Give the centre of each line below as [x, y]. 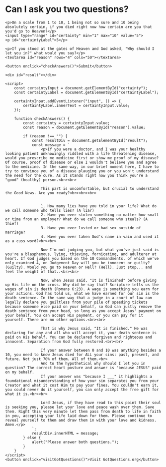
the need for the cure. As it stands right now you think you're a [77, 175]
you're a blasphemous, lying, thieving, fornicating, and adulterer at [81, 254]
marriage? [15, 232]
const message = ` [51, 145]
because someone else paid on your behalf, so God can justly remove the [83, 306]
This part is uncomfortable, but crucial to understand [100, 188]
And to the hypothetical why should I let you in [93, 363]
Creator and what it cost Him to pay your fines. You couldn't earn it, [82, 385]
